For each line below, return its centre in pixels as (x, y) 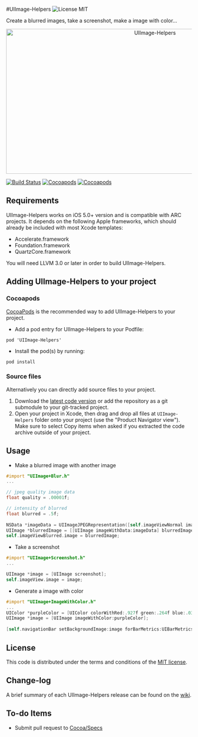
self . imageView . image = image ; (44, 580)
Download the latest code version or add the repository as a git (91, 401)
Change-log (29, 681)
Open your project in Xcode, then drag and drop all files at (85, 413)
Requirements (32, 201)
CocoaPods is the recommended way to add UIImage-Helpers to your (91, 311)
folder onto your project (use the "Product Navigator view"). (107, 419)
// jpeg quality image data (41, 492)
